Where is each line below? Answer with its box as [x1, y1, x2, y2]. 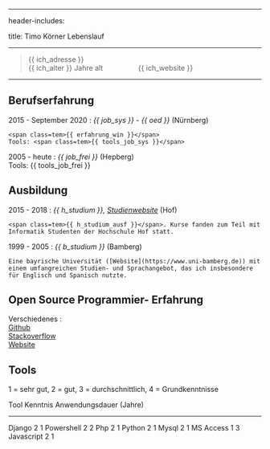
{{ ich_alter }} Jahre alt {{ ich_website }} [27, 63, 194, 72]
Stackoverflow [8, 331, 56, 341]
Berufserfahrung [8, 94, 95, 108]
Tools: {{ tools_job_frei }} [8, 160, 91, 169]
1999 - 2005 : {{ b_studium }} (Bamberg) [8, 242, 142, 251]
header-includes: [8, 16, 65, 25]
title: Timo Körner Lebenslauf [8, 31, 104, 41]
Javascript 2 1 [8, 431, 55, 442]
